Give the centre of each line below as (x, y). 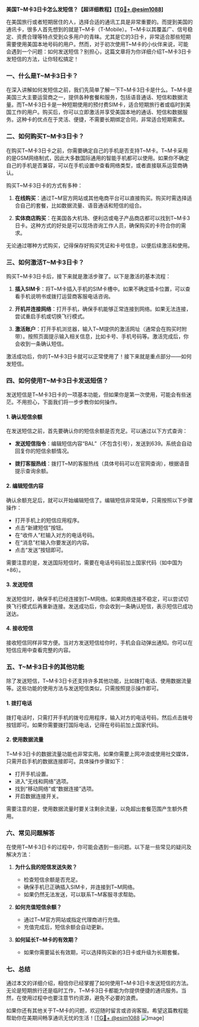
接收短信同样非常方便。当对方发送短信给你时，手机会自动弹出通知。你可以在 (99, 643)
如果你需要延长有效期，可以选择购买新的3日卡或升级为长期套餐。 (103, 952)
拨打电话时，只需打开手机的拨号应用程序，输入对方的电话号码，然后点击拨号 (99, 717)
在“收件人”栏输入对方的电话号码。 (56, 535)
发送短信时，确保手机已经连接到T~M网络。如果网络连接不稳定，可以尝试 (95, 599)
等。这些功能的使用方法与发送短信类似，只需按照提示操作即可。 (84, 688)
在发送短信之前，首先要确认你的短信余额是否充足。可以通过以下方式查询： (97, 431)
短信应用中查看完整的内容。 (40, 650)
